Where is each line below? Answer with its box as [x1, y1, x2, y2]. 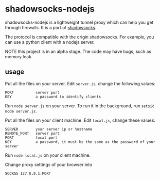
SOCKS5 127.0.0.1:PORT [5, 171, 51, 176]
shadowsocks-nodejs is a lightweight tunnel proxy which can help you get [5, 19, 154, 25]
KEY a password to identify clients [5, 94, 101, 99]
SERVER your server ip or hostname [5, 127, 92, 131]
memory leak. [5, 53, 33, 59]
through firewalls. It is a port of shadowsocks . [5, 24, 97, 30]
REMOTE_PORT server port [5, 131, 60, 136]
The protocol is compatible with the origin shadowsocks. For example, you [5, 34, 154, 40]
